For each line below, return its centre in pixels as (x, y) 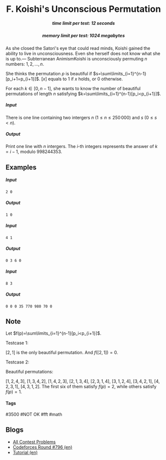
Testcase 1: (17, 343)
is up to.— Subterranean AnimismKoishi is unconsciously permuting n (77, 58)
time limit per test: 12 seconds (83, 23)
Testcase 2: (17, 362)
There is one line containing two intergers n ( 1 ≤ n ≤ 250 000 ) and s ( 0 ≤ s (81, 117)
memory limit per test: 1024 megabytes (83, 36)
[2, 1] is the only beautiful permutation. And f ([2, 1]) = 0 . (62, 353)
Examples (21, 167)
